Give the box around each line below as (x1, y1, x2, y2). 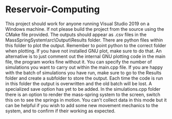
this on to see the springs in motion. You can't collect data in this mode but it (5, 96, 167, 103)
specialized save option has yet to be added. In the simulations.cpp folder (5, 86, 161, 92)
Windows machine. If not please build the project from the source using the (5, 26, 164, 32)
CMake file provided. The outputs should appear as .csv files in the (5, 31, 147, 37)
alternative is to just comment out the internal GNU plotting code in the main (5, 53, 166, 60)
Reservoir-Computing (5, 4, 100, 15)
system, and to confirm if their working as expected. (5, 108, 116, 114)
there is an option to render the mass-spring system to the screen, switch (5, 91, 160, 97)
